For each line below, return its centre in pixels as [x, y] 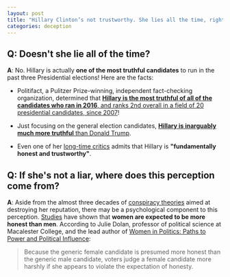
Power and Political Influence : [49, 239]
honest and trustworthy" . [54, 154]
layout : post [26, 13]
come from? [34, 186]
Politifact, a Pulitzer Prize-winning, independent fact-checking [105, 91]
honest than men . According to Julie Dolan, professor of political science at [114, 224]
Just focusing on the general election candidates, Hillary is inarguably [117, 126]
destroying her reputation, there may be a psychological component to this [112, 210]
